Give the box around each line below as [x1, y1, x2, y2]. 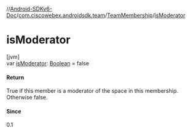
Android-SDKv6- [10, 5, 53, 12]
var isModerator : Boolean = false [6, 59, 90, 66]
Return [6, 73, 25, 81]
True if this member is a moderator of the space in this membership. [6, 87, 179, 95]
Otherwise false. [6, 94, 48, 101]
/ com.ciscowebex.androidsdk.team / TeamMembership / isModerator [16, 12, 186, 19]
